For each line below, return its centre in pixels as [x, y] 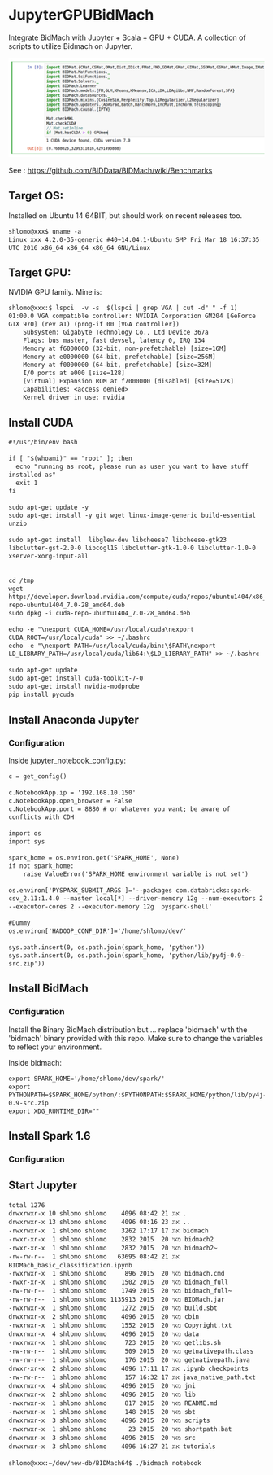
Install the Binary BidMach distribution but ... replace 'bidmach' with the [128, 1029]
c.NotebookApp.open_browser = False [70, 801]
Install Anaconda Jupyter [74, 719]
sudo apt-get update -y [49, 508]
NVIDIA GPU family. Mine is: [55, 292]
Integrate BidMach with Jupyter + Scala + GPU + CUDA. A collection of [127, 37]
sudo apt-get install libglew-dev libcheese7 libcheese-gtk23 [118, 540]
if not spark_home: [41, 866]
